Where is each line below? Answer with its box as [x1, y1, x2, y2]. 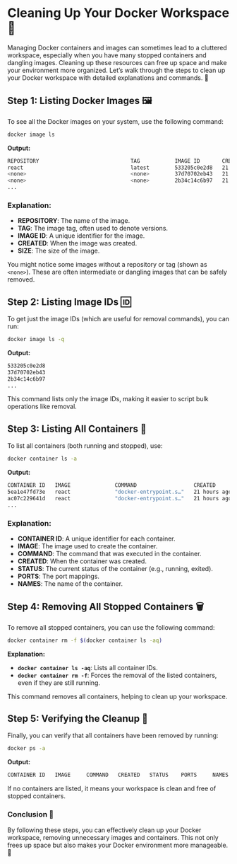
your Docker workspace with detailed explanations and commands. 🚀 [7, 73, 209, 82]
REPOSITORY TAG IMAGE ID [7, 157, 200, 164]
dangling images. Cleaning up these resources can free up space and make [7, 58, 227, 67]
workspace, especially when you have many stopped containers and [7, 51, 207, 59]
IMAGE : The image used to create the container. [17, 541, 158, 550]
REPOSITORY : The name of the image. [17, 217, 130, 225]
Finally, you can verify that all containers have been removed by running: [7, 731, 219, 740]
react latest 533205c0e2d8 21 [7, 164, 229, 171]
